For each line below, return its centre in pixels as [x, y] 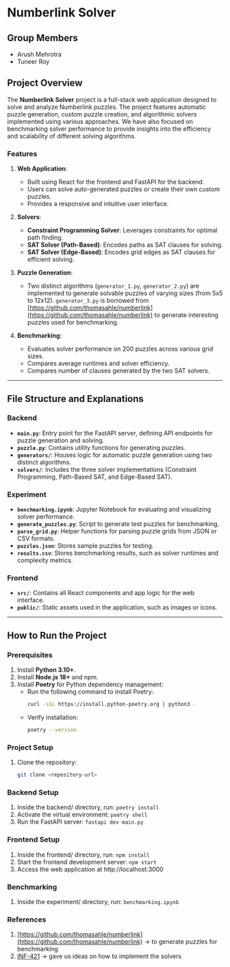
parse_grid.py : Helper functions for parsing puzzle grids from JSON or [117, 531]
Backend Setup [33, 792]
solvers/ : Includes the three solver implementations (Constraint [107, 469]
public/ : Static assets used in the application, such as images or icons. [117, 607]
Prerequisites [30, 655]
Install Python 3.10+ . [46, 670]
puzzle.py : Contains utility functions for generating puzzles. [101, 447]
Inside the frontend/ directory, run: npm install [83, 855]
